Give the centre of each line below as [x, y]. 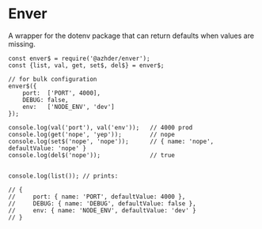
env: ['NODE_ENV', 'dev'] [68, 107]
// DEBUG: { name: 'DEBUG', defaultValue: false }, [102, 203]
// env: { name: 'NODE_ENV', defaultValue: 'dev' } [102, 210]
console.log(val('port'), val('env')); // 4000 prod [101, 127]
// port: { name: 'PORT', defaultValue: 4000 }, [97, 197]
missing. [22, 43]
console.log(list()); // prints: [63, 176]
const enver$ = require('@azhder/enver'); [79, 58]
